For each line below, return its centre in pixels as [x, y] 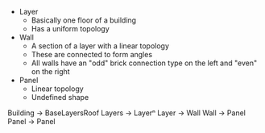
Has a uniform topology [70, 29]
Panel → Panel [31, 121]
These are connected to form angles [92, 54]
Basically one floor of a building [84, 20]
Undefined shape [60, 97]
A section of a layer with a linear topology [100, 46]
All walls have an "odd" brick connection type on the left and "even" [144, 63]
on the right [50, 71]
